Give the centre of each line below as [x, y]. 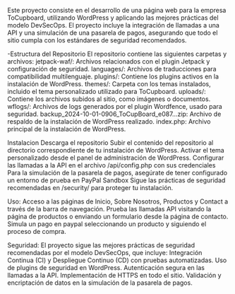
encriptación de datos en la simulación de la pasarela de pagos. [100, 283]
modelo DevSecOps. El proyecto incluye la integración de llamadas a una [114, 25]
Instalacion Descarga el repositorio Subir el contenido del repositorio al [110, 143]
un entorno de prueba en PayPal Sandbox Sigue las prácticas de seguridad [116, 180]
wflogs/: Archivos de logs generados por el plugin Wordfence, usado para [115, 106]
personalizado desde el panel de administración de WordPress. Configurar [116, 158]
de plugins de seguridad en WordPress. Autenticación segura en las [106, 267]
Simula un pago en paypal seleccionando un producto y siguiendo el [107, 224]
